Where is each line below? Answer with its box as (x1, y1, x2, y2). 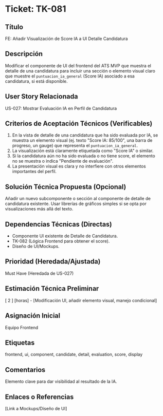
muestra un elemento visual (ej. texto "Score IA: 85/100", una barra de (12, 137, 153, 143)
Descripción (5, 50, 43, 58)
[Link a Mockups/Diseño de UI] (5, 405, 67, 411)
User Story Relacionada (5, 93, 78, 101)
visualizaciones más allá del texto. (5, 206, 73, 212)
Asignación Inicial (5, 312, 60, 320)
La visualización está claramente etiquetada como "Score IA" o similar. (12, 148, 154, 154)
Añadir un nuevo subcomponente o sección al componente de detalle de (5, 196, 151, 202)
